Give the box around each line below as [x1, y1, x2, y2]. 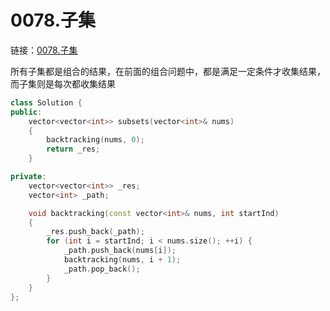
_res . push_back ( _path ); [46, 227, 145, 237]
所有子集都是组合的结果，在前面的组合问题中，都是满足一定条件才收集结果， [10, 65, 326, 77]
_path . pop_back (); [63, 264, 141, 274]
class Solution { [10, 97, 83, 108]
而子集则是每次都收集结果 [10, 77, 116, 90]
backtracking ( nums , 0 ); [46, 135, 145, 145]
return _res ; [46, 144, 101, 155]
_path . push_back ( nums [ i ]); [63, 246, 177, 256]
